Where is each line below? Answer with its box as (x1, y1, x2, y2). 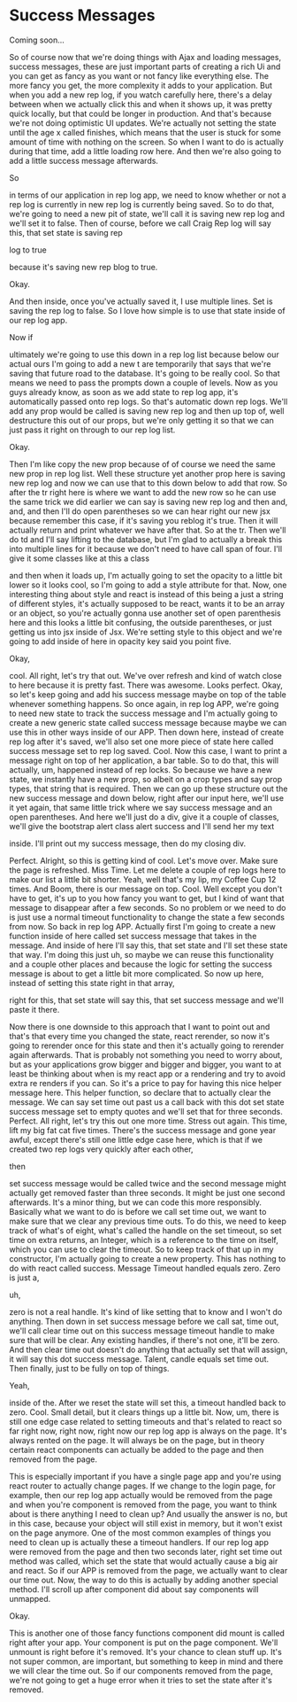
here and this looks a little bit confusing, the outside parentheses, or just (9, 617, 272, 627)
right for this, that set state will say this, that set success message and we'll (9, 994, 285, 1006)
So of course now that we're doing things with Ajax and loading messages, (9, 51, 281, 62)
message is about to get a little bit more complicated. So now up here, (9, 968, 264, 979)
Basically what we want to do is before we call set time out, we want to (9, 1206, 267, 1216)
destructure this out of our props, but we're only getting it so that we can (9, 415, 274, 425)
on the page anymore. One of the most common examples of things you (9, 1527, 271, 1538)
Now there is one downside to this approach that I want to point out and (9, 1021, 270, 1032)
